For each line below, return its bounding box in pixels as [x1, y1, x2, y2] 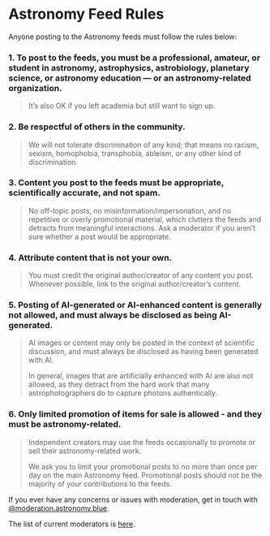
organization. [8, 82, 62, 93]
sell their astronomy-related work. [28, 446, 142, 456]
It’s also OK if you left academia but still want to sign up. [28, 101, 216, 110]
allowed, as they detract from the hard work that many [28, 379, 210, 390]
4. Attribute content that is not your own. [8, 252, 173, 263]
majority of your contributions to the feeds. [28, 478, 172, 488]
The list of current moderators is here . [8, 519, 135, 529]
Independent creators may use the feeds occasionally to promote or [28, 437, 256, 447]
